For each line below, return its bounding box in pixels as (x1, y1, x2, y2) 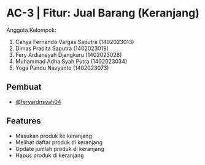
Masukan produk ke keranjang (15, 132, 92, 139)
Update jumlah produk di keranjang (15, 145, 104, 152)
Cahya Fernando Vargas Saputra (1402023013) (15, 38, 134, 45)
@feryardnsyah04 (15, 98, 61, 105)
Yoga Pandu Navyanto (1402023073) (15, 64, 109, 71)
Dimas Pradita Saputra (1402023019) (15, 45, 109, 52)
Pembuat (6, 82, 42, 92)
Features (6, 116, 41, 127)
